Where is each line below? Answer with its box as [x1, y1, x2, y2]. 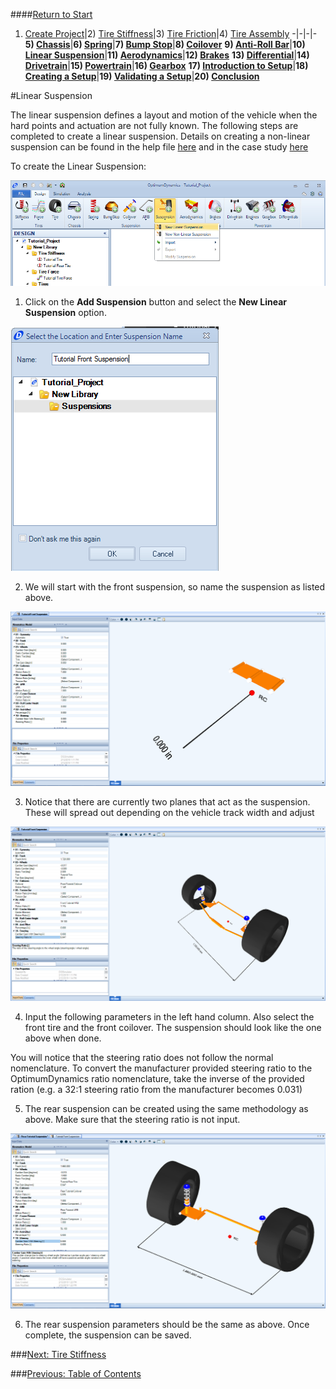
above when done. [24, 1032, 102, 1044]
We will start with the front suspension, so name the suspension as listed [24, 580, 326, 593]
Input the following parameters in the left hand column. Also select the [24, 1010, 315, 1023]
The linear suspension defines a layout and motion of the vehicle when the [10, 109, 318, 121]
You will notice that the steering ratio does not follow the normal [10, 1051, 274, 1063]
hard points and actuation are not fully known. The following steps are [10, 120, 299, 131]
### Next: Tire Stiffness [10, 1348, 107, 1360]
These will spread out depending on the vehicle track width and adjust [24, 806, 315, 818]
